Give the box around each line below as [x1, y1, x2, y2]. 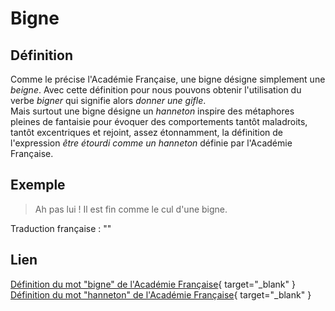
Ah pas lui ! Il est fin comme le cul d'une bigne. [34, 203, 228, 215]
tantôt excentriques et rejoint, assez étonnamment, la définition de [10, 127, 283, 138]
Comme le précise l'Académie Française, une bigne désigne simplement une [10, 73, 326, 85]
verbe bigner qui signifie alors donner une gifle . [10, 95, 207, 106]
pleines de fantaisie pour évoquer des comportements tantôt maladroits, [10, 116, 308, 127]
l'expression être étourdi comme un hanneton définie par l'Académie [10, 137, 293, 149]
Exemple [10, 177, 66, 194]
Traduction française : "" [10, 222, 112, 234]
